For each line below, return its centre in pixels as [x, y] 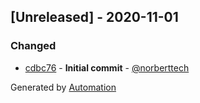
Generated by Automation [63, 87]
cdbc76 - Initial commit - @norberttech [107, 67]
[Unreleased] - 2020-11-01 [94, 17]
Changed [33, 46]
